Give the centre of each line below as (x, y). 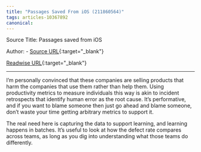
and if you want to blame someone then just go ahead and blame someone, (99, 106)
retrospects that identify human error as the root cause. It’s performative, (96, 99)
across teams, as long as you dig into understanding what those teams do (97, 136)
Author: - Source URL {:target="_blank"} (55, 51)
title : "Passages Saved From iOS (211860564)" (65, 12)
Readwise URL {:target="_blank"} (47, 63)
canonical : (20, 23)
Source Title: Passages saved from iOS (54, 40)
